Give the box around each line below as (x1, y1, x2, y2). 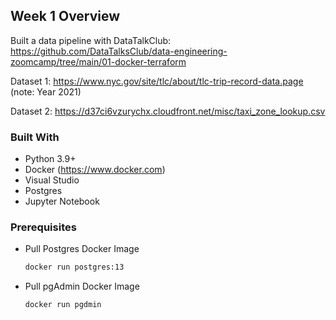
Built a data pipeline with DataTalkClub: (10, 34, 172, 46)
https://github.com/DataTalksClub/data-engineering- (10, 45, 228, 57)
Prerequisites (10, 220, 77, 234)
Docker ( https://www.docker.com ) (24, 164, 166, 176)
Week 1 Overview (10, 8, 121, 25)
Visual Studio (24, 174, 80, 186)
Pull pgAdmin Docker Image (24, 280, 140, 293)
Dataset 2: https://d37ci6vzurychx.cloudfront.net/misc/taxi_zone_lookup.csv (10, 105, 326, 117)
